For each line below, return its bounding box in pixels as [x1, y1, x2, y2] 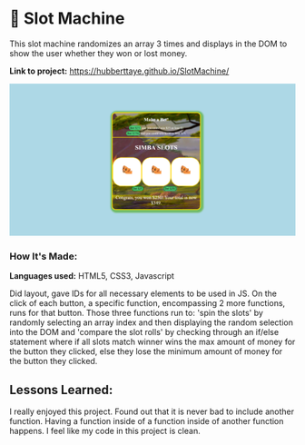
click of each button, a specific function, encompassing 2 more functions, [9, 298, 286, 309]
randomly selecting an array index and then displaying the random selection [9, 317, 293, 328]
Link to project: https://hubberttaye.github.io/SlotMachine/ [9, 65, 230, 76]
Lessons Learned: [9, 381, 113, 398]
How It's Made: [9, 250, 78, 262]
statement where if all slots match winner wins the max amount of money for [9, 336, 296, 348]
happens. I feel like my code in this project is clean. [9, 426, 202, 437]
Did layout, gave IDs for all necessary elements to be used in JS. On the [9, 288, 277, 299]
